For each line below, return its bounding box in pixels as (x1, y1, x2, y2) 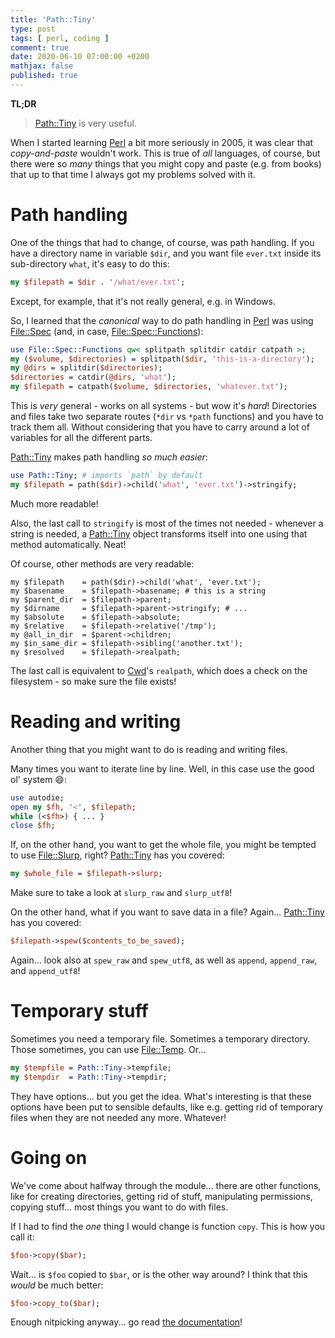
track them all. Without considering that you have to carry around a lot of (10, 421, 310, 433)
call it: (10, 1231, 35, 1243)
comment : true (10, 42, 70, 53)
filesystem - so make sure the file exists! (10, 675, 177, 687)
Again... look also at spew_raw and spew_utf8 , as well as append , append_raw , (10, 954, 318, 966)
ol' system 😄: (10, 773, 68, 785)
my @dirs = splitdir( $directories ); (10, 363, 163, 373)
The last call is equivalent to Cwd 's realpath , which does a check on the (10, 664, 308, 676)
